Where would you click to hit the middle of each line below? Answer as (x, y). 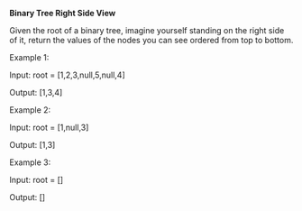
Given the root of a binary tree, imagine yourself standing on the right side (147, 30)
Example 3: (30, 162)
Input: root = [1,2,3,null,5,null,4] (68, 75)
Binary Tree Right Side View (63, 13)
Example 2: (30, 110)
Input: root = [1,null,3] (49, 127)
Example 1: (29, 57)
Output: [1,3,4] (36, 92)
